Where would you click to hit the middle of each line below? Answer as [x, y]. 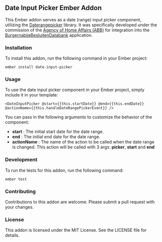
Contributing [20, 191]
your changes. [19, 207]
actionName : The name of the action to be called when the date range [83, 142]
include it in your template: [32, 95]
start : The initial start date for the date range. [58, 132]
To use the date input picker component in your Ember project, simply [75, 90]
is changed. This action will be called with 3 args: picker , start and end [83, 147]
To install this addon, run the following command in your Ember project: [76, 58]
